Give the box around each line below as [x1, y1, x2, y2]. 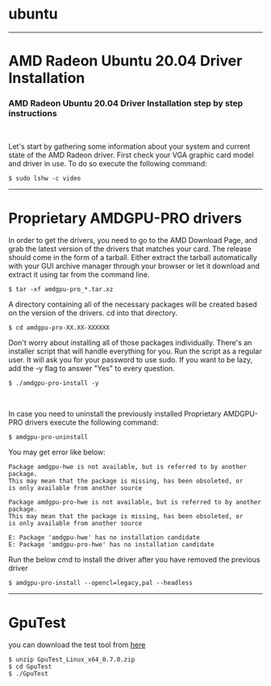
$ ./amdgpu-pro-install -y [8, 379, 99, 387]
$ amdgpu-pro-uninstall [8, 433, 89, 441]
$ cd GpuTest [8, 663, 52, 671]
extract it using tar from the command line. [8, 270, 151, 279]
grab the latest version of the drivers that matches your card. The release [8, 244, 252, 254]
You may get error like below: [8, 447, 106, 457]
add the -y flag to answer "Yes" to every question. [8, 364, 175, 374]
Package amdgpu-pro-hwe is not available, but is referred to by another [8, 498, 262, 507]
